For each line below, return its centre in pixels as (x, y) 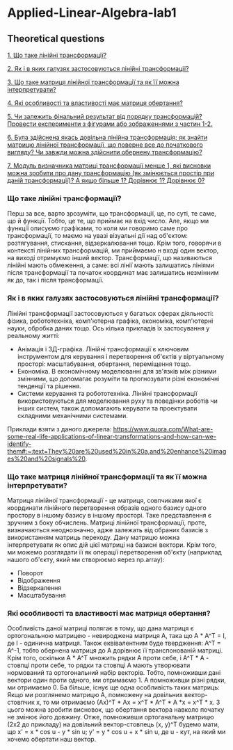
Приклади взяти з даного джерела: (59, 429)
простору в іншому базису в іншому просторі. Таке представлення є (110, 515)
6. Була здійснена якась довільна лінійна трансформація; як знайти (107, 137)
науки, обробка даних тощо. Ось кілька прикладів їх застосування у (109, 328)
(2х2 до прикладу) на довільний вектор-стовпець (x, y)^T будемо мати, (113, 724)
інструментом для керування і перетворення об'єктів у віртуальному (121, 356)
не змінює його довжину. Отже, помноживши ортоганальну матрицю (111, 717)
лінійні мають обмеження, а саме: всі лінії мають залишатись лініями (111, 265)
